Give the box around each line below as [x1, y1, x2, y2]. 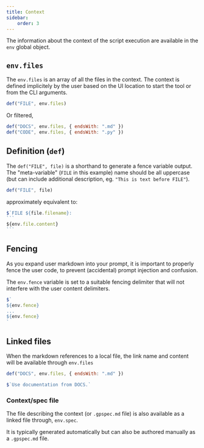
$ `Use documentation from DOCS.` [6, 381, 91, 388]
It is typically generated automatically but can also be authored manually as [6, 428, 196, 436]
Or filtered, [6, 112, 33, 119]
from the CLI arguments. [6, 89, 68, 96]
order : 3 [17, 20, 40, 26]
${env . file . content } [6, 221, 59, 228]
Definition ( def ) [6, 146, 65, 156]
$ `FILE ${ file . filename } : [6, 210, 72, 216]
